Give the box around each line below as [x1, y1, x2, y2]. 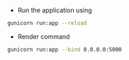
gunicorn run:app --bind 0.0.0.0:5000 [7, 46, 122, 53]
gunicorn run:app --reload [7, 20, 87, 27]
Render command [17, 32, 70, 41]
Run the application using [17, 6, 92, 14]
